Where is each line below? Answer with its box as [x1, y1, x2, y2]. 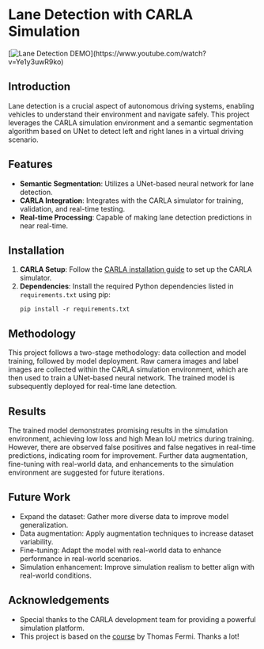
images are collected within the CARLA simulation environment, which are [8, 365, 249, 374]
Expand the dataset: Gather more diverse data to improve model [19, 511, 229, 521]
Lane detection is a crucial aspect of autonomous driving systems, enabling [8, 101, 255, 110]
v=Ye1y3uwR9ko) [8, 57, 64, 67]
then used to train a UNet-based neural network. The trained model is [8, 373, 236, 383]
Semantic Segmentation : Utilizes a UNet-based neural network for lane [19, 178, 255, 188]
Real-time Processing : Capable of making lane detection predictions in [19, 212, 252, 222]
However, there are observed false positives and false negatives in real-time [8, 442, 257, 452]
